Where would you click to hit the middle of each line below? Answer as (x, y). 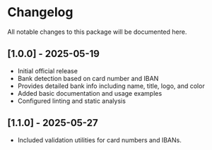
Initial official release (47, 70)
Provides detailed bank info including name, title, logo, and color (111, 86)
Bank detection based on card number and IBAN (88, 78)
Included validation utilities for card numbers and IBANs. (99, 140)
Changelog (40, 12)
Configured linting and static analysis (71, 101)
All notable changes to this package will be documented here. (97, 32)
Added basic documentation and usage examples (90, 93)
